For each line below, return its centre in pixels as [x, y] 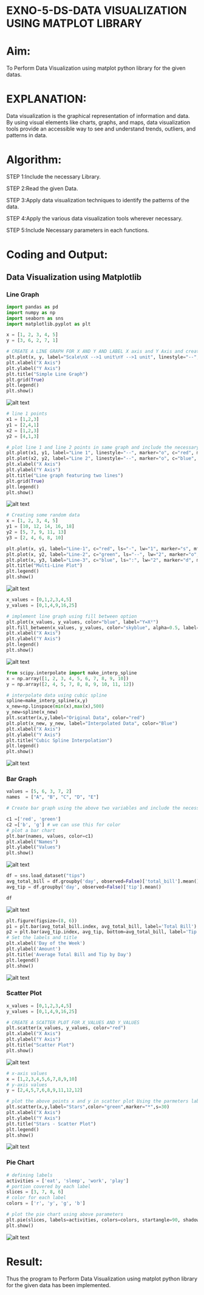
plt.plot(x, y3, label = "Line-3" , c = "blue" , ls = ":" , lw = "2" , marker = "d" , [100, 560]
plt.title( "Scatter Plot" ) [40, 1045]
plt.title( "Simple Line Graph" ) [47, 374]
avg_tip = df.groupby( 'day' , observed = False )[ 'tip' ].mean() [84, 887]
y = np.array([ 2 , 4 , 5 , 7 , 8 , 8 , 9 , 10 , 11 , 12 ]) [70, 684]
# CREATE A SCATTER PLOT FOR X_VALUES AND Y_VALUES [73, 1022]
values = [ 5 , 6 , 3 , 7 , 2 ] [39, 791]
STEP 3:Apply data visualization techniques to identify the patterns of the [98, 200]
